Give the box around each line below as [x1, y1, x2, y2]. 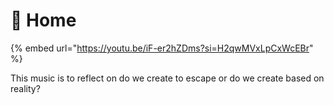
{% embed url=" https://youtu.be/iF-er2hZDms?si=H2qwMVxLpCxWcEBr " [10, 42, 314, 54]
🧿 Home [10, 9, 77, 32]
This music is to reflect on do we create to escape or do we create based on [10, 72, 325, 84]
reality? [10, 82, 41, 94]
